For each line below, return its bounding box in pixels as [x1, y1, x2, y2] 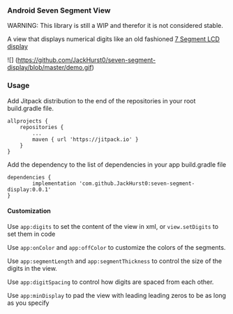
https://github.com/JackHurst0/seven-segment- [17, 56, 156, 64]
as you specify [7, 299, 50, 307]
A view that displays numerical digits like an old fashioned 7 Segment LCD [7, 35, 220, 43]
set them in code [7, 230, 56, 238]
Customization [7, 207, 51, 215]
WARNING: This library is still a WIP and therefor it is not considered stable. [7, 22, 223, 30]
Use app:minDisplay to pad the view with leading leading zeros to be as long [7, 291, 227, 299]
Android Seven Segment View [7, 6, 111, 15]
